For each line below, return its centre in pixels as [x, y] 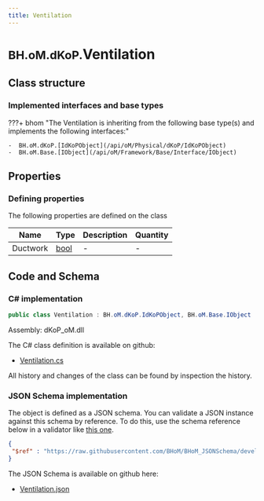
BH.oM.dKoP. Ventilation [82, 54]
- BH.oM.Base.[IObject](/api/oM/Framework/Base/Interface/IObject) [123, 152]
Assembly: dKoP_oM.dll [46, 330]
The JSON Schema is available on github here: [83, 474]
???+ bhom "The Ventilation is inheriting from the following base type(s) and [131, 123]
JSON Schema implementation [68, 396]
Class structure [47, 83]
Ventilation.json [44, 488]
